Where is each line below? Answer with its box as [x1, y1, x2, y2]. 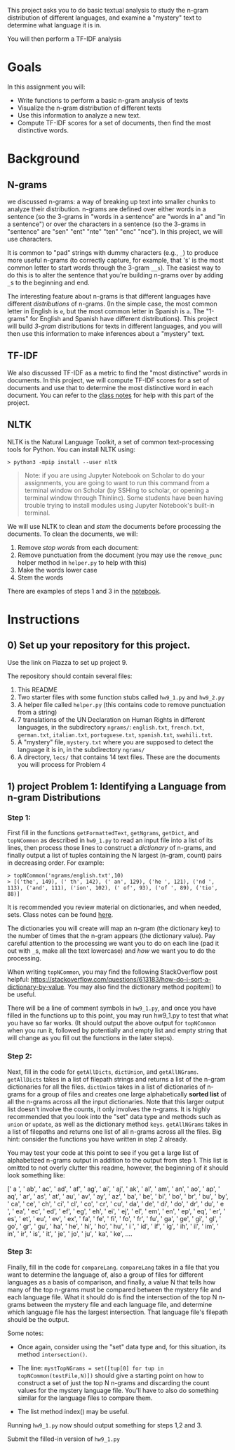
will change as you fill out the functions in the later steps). [7, 1034, 174, 1042]
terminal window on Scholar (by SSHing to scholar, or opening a [24, 486, 210, 494]
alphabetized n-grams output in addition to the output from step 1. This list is [7, 1156, 228, 1164]
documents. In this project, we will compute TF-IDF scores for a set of [7, 376, 210, 385]
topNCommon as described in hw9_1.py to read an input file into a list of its [7, 836, 214, 844]
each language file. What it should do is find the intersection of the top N [7, 1292, 217, 1301]
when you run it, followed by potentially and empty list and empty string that [7, 1026, 227, 1035]
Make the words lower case [17, 565, 98, 574]
